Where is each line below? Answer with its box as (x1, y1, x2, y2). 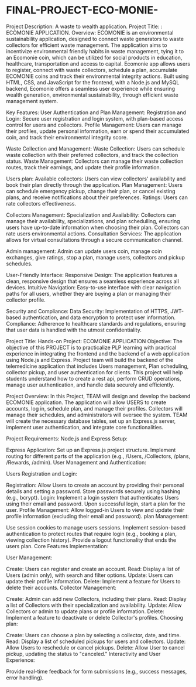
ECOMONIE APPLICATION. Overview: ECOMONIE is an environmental (6, 29, 174, 36)
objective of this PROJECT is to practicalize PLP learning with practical (6, 344, 177, 351)
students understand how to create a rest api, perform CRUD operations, (6, 375, 181, 382)
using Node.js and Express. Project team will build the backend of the (6, 356, 174, 363)
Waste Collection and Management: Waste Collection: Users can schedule (6, 145, 185, 152)
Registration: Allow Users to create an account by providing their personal (6, 481, 184, 488)
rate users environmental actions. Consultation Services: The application (6, 230, 181, 237)
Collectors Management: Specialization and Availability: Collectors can (6, 211, 176, 218)
